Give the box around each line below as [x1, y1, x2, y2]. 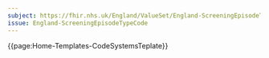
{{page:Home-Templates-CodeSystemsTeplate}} [7, 41, 169, 50]
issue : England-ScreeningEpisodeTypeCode [7, 19, 149, 27]
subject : [7, 11, 37, 20]
